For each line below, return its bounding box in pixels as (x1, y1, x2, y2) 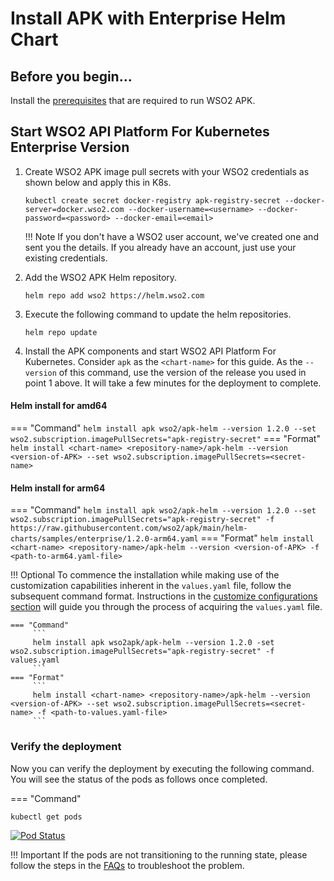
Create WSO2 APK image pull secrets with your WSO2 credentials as (24, 165, 310, 177)
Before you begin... (10, 68, 133, 85)
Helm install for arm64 (10, 482, 106, 494)
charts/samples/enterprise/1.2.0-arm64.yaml (10, 534, 199, 544)
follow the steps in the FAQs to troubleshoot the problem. (10, 859, 245, 871)
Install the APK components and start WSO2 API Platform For (24, 345, 277, 357)
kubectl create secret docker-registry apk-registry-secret (24, 195, 281, 206)
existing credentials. (24, 252, 108, 264)
